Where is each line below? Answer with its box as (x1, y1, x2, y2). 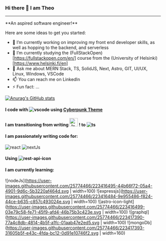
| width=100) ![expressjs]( (70, 188, 123, 194)
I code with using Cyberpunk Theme (5, 106, 103, 113)
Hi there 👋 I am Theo (5, 4, 54, 11)
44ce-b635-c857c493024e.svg (5, 199, 70, 204)
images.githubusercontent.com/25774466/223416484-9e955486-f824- (5, 194, 153, 200)
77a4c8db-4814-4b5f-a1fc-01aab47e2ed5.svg (5, 220, 100, 226)
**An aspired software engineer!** (5, 20, 78, 26)
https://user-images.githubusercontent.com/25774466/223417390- (6, 214, 145, 220)
